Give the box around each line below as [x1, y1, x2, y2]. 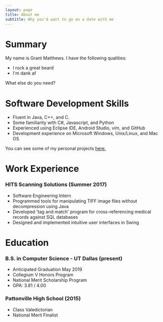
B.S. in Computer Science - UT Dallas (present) [5, 255, 123, 262]
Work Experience [5, 163, 79, 174]
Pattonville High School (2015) [5, 295, 81, 302]
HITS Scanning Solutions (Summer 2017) [5, 181, 107, 188]
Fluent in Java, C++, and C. [12, 114, 70, 120]
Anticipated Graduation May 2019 [12, 267, 82, 273]
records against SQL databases [12, 214, 78, 220]
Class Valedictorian [12, 306, 53, 312]
